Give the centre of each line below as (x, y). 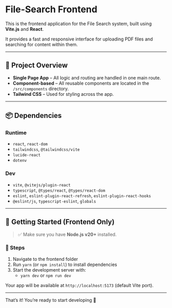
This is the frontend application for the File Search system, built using (79, 24)
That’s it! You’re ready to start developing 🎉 (51, 300)
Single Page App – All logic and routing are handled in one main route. (87, 77)
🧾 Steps (15, 248)
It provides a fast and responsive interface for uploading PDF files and (79, 39)
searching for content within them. (42, 44)
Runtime (16, 133)
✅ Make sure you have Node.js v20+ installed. (67, 234)
